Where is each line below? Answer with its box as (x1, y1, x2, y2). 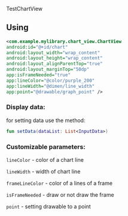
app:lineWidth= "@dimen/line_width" (6, 83, 95, 89)
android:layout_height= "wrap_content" (6, 55, 103, 61)
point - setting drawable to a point (6, 203, 91, 210)
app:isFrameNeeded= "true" (6, 72, 71, 78)
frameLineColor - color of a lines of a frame (6, 180, 112, 187)
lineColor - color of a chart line (6, 156, 84, 164)
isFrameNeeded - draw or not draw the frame (6, 191, 115, 199)
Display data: (6, 103, 45, 111)
